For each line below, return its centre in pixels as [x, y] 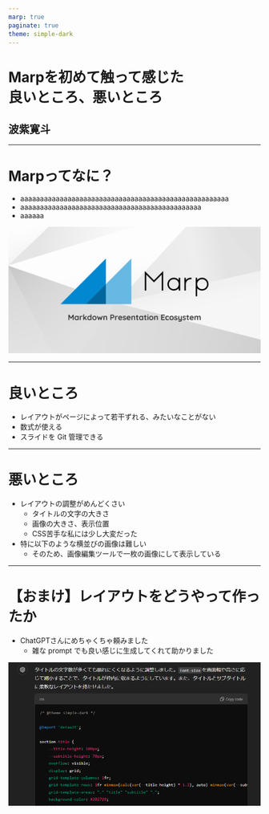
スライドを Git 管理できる [62, 437]
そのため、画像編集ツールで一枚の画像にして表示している [126, 554]
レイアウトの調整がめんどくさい [72, 504]
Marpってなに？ [61, 176]
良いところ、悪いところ [86, 97]
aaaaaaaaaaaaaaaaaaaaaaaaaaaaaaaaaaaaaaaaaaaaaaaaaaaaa [124, 199]
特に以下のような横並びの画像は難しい [83, 544]
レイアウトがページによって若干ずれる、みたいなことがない [118, 417]
